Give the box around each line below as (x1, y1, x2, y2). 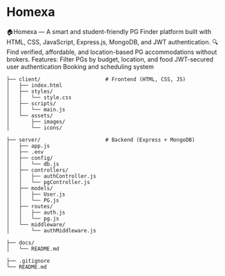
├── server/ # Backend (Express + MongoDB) (6, 136, 195, 143)
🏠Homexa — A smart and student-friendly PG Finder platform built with (6, 27, 212, 35)
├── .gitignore (6, 257, 50, 264)
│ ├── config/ (6, 154, 53, 161)
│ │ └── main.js (6, 106, 66, 113)
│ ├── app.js (6, 142, 50, 149)
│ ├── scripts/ (6, 100, 57, 107)
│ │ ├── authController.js (6, 172, 97, 180)
